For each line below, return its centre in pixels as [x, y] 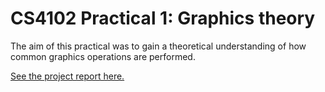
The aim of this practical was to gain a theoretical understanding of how [158, 46]
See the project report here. [67, 76]
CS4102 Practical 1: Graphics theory [163, 18]
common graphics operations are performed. [103, 56]
